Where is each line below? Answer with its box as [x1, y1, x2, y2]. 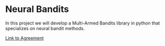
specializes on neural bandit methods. [5, 25, 85, 31]
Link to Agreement [5, 35, 44, 41]
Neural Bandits [5, 3, 70, 15]
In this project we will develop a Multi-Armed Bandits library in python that [5, 20, 160, 26]
